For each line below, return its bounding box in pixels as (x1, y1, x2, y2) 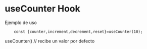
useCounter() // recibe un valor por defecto (5, 38, 95, 44)
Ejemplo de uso (5, 19, 37, 25)
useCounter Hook (5, 3, 80, 14)
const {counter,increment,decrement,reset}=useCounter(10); (14, 29, 143, 34)
